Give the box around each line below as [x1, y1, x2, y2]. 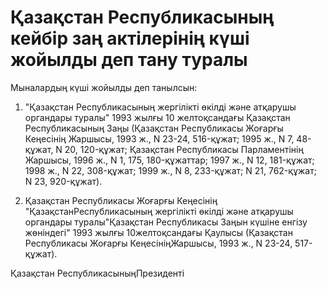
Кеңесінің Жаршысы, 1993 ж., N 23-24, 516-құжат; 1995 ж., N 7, [24, 132, 295, 145]
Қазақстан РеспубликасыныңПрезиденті [10, 267, 185, 279]
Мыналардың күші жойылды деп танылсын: [10, 81, 198, 93]
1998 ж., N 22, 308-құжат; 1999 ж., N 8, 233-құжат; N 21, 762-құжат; [24, 164, 317, 176]
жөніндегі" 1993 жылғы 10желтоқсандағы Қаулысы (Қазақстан [24, 226, 293, 238]
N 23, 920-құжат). [24, 175, 103, 187]
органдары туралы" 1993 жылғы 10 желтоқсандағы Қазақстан [24, 111, 291, 123]
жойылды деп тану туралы [10, 49, 248, 71]
